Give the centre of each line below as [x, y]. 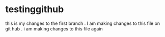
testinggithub [35, 9]
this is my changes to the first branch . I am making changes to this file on [83, 23]
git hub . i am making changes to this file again [54, 28]
